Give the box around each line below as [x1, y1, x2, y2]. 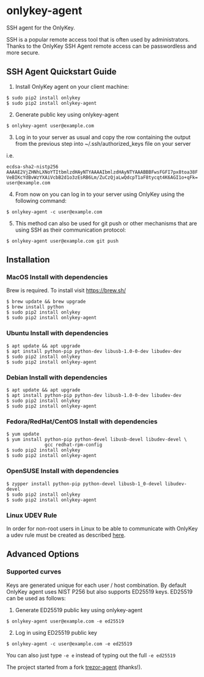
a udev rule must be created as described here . [6, 531, 126, 539]
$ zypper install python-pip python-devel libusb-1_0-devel [6, 480, 163, 487]
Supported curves [6, 567, 62, 576]
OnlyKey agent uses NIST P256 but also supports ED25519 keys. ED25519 [6, 588, 193, 595]
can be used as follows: [6, 594, 66, 602]
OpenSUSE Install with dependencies [6, 467, 119, 475]
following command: [15, 197, 67, 204]
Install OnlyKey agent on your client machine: [15, 83, 129, 90]
